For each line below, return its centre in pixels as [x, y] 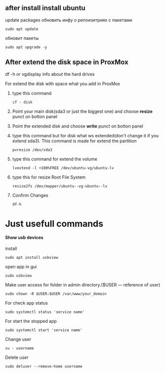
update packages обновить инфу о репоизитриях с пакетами [69, 20]
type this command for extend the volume [55, 159]
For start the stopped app [31, 321]
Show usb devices [24, 238]
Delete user [17, 357]
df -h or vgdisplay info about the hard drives [50, 74]
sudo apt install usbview [32, 258]
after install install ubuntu [45, 8]
